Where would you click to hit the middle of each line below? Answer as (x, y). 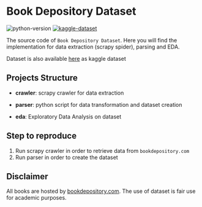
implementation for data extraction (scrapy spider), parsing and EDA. (93, 47)
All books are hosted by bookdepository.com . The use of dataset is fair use (101, 191)
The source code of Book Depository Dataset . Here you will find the (92, 40)
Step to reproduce (42, 136)
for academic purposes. (36, 198)
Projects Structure (42, 78)
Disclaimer (27, 176)
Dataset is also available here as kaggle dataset (66, 58)
